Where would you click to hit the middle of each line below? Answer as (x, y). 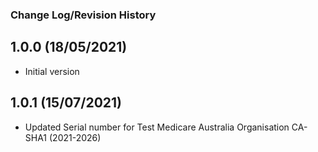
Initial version (52, 71)
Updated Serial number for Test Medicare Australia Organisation (157, 127)
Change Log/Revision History (83, 15)
